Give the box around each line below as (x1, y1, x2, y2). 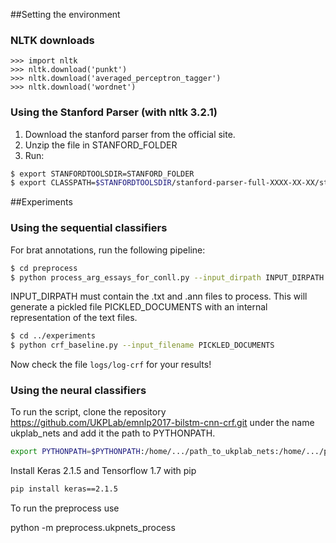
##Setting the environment (10, 9, 121, 20)
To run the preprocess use (10, 502, 120, 514)
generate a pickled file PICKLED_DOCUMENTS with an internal (10, 301, 268, 313)
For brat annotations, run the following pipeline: (10, 244, 206, 256)
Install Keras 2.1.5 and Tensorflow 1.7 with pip (10, 465, 197, 477)
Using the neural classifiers (10, 384, 147, 398)
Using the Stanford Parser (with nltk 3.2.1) (10, 105, 218, 119)
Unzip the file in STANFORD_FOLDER (24, 139, 178, 151)
